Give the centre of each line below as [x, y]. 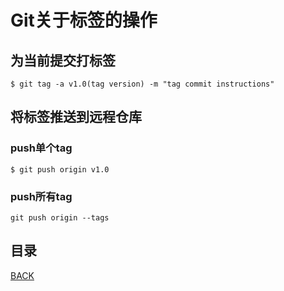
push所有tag [41, 196]
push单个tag [41, 148]
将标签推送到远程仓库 [76, 117]
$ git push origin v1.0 [60, 169]
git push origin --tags [60, 217]
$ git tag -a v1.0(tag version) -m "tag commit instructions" [142, 84]
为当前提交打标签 [63, 60]
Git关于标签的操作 [84, 20]
